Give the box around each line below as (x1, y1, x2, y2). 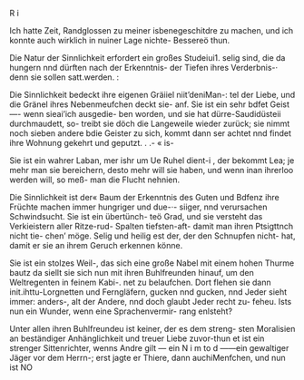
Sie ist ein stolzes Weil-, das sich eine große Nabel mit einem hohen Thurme (9, 258, 295, 268)
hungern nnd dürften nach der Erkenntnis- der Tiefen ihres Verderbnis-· (9, 63, 279, 73)
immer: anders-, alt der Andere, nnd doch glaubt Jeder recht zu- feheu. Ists (9, 297, 292, 307)
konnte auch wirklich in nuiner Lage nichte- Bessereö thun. (9, 35, 230, 45)
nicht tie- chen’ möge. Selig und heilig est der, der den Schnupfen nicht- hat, (9, 230, 296, 241)
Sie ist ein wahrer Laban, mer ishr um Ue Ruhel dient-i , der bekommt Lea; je (9, 155, 295, 166)
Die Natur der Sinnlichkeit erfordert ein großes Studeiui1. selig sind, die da (9, 53, 286, 63)
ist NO (9, 362, 34, 373)
